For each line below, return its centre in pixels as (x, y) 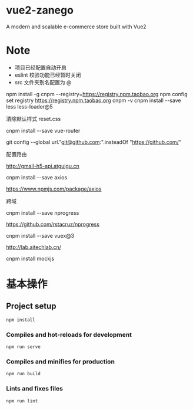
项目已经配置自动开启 (40, 67)
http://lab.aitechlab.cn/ (34, 247)
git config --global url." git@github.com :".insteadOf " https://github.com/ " (94, 142)
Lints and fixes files (35, 389)
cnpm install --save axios (37, 177)
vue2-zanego (40, 10)
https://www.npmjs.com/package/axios (54, 189)
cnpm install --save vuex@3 (40, 235)
